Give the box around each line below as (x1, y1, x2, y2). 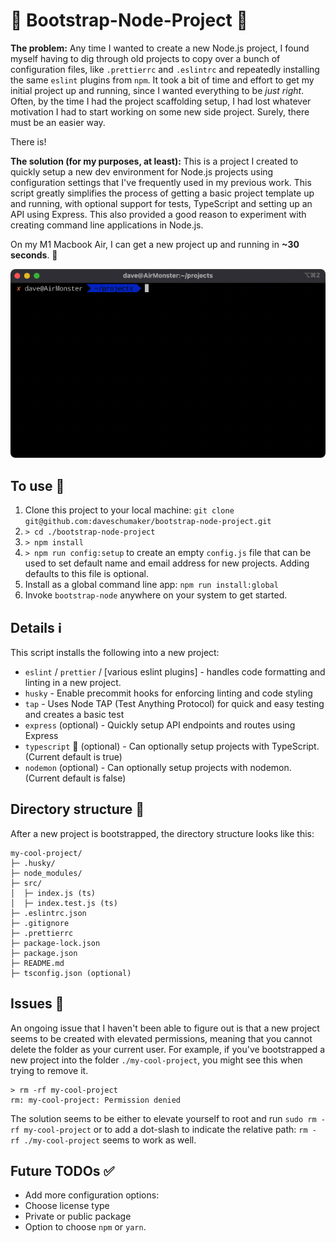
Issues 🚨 (10, 995, 65, 1013)
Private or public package (24, 1210, 132, 1223)
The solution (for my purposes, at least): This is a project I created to (10, 155, 299, 167)
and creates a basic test (24, 708, 125, 720)
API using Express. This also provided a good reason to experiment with (10, 208, 307, 220)
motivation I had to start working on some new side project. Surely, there (10, 105, 310, 118)
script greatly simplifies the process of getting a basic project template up (10, 187, 315, 199)
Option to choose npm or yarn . (24, 1221, 147, 1233)
